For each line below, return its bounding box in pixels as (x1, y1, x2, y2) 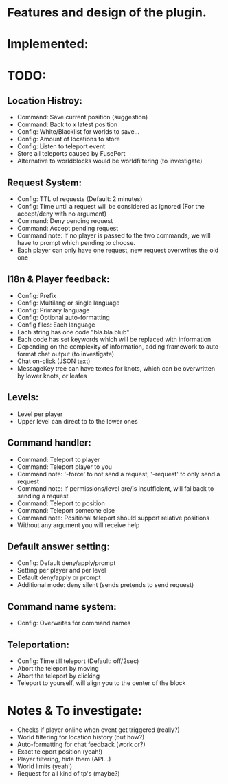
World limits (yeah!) (16, 762, 73, 770)
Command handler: (7, 437, 91, 449)
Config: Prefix (16, 292, 57, 299)
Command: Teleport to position (16, 499, 105, 507)
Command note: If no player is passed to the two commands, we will (16, 231, 211, 240)
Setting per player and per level (16, 566, 106, 575)
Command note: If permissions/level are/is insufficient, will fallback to (16, 484, 214, 492)
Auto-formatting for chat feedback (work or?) (16, 740, 146, 748)
